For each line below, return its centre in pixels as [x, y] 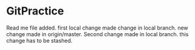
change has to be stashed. [39, 40]
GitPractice [35, 11]
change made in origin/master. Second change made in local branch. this [97, 34]
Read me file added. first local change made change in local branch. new [97, 28]
